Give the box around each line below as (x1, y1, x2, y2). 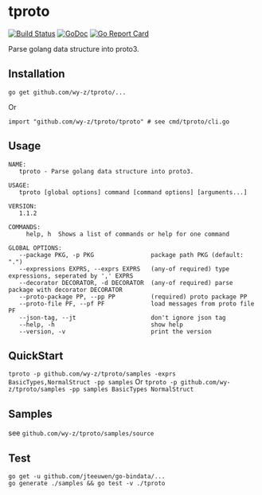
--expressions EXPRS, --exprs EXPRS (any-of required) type (18, 265, 229, 273)
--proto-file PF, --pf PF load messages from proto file (18, 299, 255, 308)
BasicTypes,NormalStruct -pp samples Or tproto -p (8, 377, 178, 387)
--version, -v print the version (18, 327, 213, 336)
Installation (8, 67, 65, 81)
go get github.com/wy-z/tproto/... (8, 88, 127, 96)
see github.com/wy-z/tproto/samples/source (8, 428, 154, 438)
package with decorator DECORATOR (8, 286, 123, 294)
